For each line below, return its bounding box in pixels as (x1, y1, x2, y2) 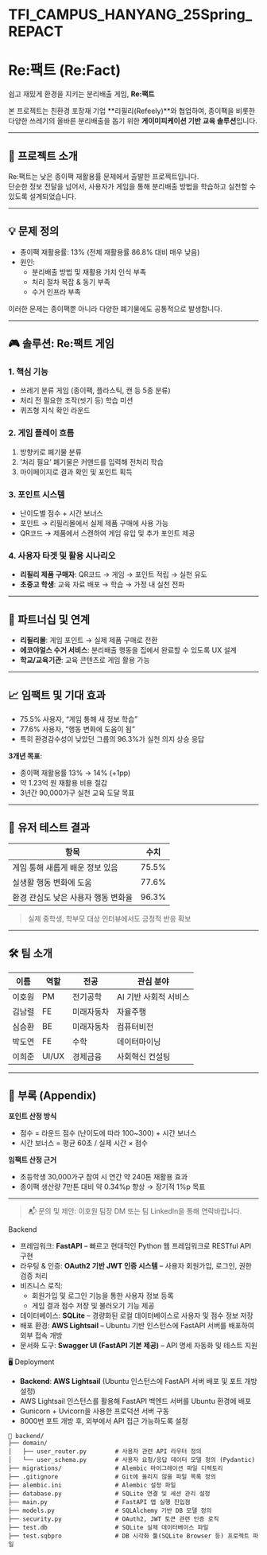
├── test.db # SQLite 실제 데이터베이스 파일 (8, 1524, 209, 1532)
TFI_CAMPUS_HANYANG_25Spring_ (8, 6, 253, 24)
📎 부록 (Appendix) (8, 1089, 97, 1102)
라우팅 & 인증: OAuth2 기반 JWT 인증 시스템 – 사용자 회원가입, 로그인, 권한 (19, 1261, 252, 1271)
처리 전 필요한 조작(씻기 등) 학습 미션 (19, 396, 133, 405)
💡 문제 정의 (8, 224, 60, 238)
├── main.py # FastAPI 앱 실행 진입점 (8, 1498, 191, 1506)
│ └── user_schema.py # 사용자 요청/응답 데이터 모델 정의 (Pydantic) (8, 1456, 256, 1464)
